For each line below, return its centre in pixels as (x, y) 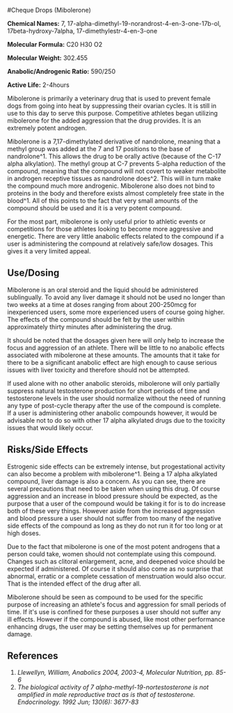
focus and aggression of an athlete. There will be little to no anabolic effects (116, 347)
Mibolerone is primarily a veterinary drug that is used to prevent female (109, 98)
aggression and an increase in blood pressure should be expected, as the (112, 496)
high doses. (24, 533)
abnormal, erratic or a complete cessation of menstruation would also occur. (116, 576)
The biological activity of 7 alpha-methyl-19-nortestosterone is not (113, 687)
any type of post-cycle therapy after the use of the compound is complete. (114, 405)
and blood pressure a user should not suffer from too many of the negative (114, 518)
